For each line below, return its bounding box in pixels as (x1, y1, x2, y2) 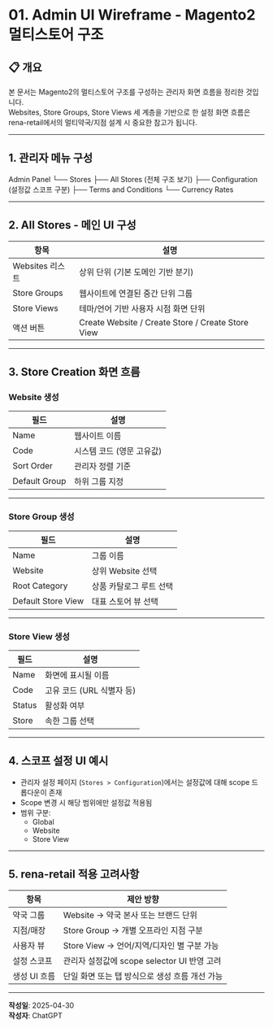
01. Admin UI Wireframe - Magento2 (8, 6, 256, 24)
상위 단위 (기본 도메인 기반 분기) (78, 266, 194, 277)
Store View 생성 (8, 630, 71, 642)
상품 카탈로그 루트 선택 (92, 580, 174, 591)
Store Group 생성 (8, 511, 75, 522)
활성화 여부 (44, 699, 85, 711)
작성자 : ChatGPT (8, 1010, 63, 1020)
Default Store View (12, 595, 84, 607)
